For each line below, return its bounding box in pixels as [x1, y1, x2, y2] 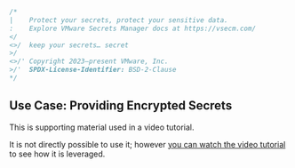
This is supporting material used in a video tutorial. [9, 122, 195, 132]
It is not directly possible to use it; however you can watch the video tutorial [9, 139, 286, 149]
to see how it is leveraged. [9, 148, 106, 159]
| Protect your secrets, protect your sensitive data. [9, 15, 228, 25]
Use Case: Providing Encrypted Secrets [9, 98, 233, 114]
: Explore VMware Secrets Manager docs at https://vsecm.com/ [9, 24, 256, 33]
